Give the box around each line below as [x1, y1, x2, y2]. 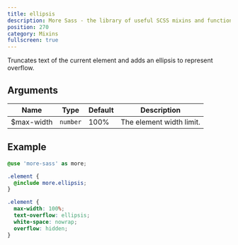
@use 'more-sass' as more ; [7, 160, 87, 167]
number [59, 118, 82, 126]
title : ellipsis [7, 10, 55, 18]
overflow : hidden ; [13, 224, 69, 232]
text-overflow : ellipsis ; [13, 212, 91, 219]
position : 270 [7, 23, 50, 30]
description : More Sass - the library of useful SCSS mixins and [7, 17, 204, 24]
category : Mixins [7, 30, 59, 38]
